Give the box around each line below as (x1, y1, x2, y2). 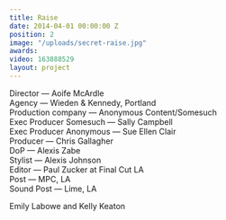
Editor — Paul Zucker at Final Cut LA (9, 163, 144, 175)
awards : (9, 47, 39, 56)
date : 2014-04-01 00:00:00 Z (9, 22, 119, 31)
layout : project (9, 64, 70, 73)
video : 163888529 (9, 55, 75, 64)
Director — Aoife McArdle (9, 87, 104, 99)
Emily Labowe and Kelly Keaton (9, 200, 126, 211)
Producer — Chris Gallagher (9, 136, 114, 146)
